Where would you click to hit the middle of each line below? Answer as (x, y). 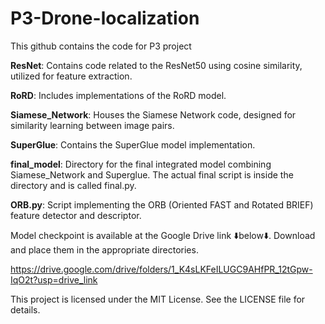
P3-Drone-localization (105, 18)
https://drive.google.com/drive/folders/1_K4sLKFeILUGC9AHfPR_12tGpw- (161, 269)
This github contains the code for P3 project (101, 46)
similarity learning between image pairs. (92, 125)
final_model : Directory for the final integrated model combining (141, 164)
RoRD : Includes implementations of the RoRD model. (118, 95)
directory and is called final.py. (73, 185)
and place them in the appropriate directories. (104, 249)
